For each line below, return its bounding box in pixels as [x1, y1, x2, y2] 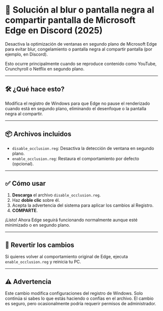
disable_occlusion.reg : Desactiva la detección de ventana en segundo [12, 145, 154, 151]
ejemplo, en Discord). [5, 51, 48, 57]
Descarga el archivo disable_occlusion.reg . [12, 192, 101, 198]
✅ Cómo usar [5, 179, 46, 187]
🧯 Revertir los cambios [5, 241, 74, 249]
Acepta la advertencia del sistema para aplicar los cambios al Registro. [12, 202, 154, 208]
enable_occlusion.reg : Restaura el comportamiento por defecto [12, 155, 139, 162]
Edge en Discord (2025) [5, 25, 103, 36]
